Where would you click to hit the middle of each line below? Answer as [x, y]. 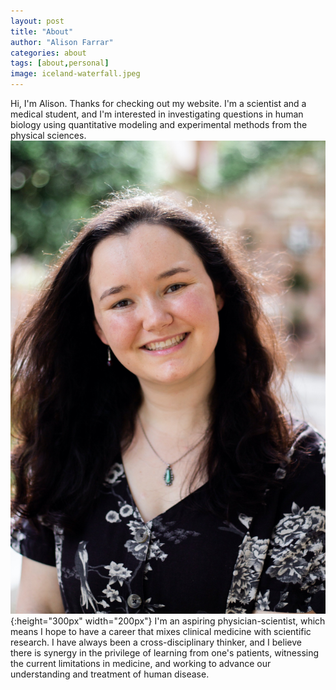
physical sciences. [48, 135]
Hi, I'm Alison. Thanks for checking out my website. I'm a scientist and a [158, 103]
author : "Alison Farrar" [62, 42]
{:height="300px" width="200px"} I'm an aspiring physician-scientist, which [168, 621]
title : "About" [42, 31]
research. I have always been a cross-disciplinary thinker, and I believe [156, 642]
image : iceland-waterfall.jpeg [75, 74]
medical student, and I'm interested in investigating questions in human [157, 114]
